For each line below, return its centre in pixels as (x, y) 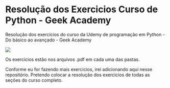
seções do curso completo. (34, 80)
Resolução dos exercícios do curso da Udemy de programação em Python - (85, 34)
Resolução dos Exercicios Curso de (82, 9)
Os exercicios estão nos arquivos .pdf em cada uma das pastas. (72, 59)
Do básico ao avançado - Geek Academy (48, 40)
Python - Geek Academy (58, 20)
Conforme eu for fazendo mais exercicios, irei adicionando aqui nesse (79, 69)
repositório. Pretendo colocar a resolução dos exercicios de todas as (78, 75)
